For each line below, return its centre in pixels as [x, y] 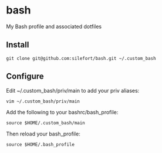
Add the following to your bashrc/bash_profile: [62, 112]
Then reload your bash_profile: [43, 134]
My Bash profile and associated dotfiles [54, 26]
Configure [25, 76]
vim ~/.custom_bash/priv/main [43, 101]
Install [18, 45]
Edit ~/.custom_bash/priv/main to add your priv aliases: [73, 90]
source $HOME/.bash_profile [41, 144]
